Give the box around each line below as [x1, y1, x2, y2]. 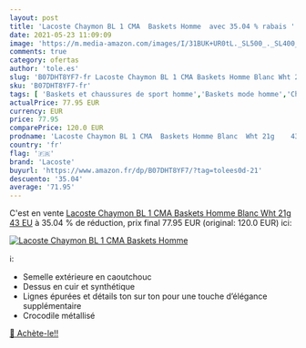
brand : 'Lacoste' [9, 157, 76, 167]
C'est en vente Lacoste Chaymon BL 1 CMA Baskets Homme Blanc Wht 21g [9, 208, 291, 219]
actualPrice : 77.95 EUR [9, 97, 100, 107]
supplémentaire [22, 301, 82, 312]
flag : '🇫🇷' [9, 148, 55, 158]
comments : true [9, 47, 67, 56]
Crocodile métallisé [22, 311, 96, 322]
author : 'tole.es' [9, 65, 79, 74]
